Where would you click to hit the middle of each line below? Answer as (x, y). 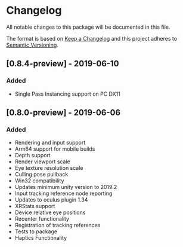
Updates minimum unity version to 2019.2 (66, 187)
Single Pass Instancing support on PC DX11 (67, 94)
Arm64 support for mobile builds (55, 149)
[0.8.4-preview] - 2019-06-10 (63, 64)
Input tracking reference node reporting (63, 193)
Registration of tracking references (58, 225)
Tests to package (36, 231)
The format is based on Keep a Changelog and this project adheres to (92, 38)
